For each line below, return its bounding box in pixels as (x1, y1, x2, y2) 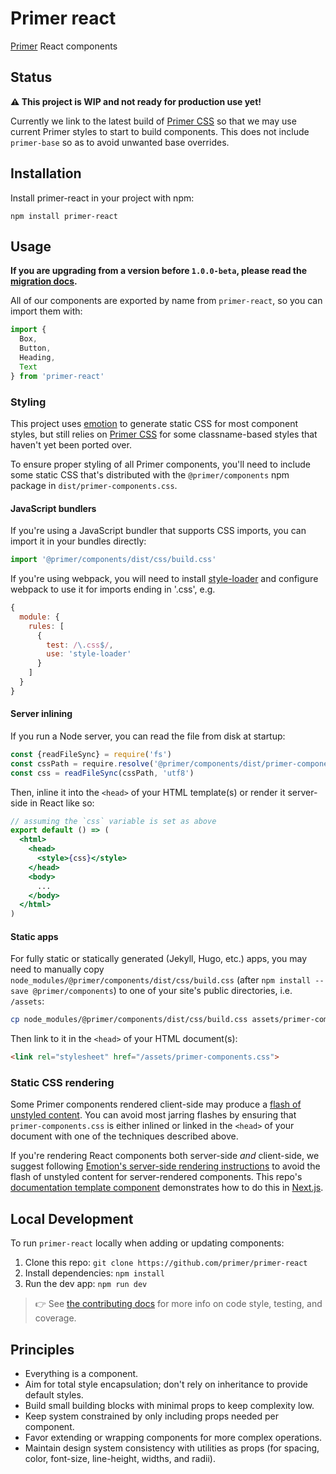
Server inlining (10, 708, 73, 720)
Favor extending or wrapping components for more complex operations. (24, 1432, 323, 1444)
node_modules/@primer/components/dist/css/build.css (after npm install (10, 974, 312, 986)
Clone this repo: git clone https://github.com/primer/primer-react (24, 1257, 308, 1269)
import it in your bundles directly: (10, 535, 147, 547)
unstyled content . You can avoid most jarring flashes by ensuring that (10, 1109, 297, 1121)
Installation (10, 165, 82, 182)
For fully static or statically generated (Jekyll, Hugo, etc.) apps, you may (10, 953, 308, 965)
